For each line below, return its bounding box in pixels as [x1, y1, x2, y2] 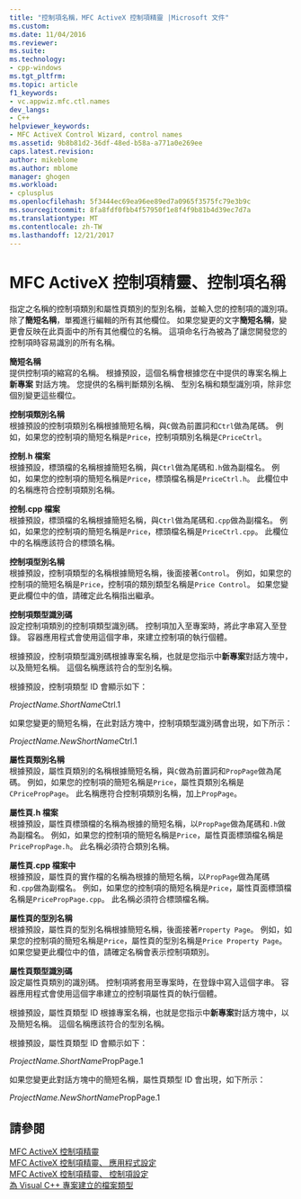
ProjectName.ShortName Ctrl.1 [9, 699, 121, 711]
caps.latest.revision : [9, 147, 94, 156]
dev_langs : [9, 105, 50, 114]
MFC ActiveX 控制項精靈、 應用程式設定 [9, 1158, 157, 1168]
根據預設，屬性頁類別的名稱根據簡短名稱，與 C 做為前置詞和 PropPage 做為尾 [9, 765, 282, 776]
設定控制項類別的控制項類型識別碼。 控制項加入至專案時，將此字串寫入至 [9, 621, 279, 631]
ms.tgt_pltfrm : [9, 72, 66, 81]
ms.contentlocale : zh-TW [9, 222, 102, 231]
